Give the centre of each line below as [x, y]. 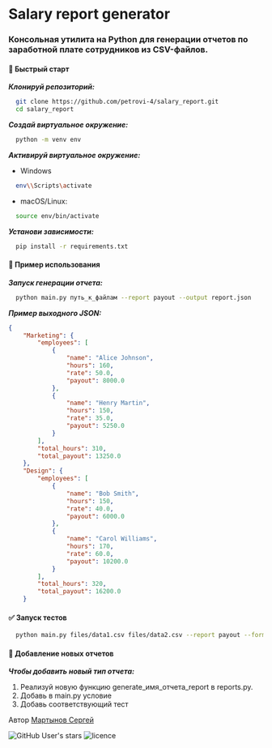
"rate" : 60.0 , [90, 554]
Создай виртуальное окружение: [68, 125]
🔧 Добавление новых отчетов [61, 653]
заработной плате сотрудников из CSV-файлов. [108, 49]
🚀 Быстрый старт [39, 69]
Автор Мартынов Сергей [51, 720]
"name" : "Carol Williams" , [112, 539]
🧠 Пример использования [54, 265]
